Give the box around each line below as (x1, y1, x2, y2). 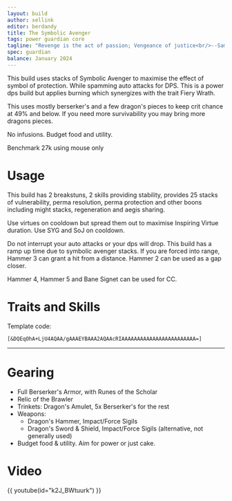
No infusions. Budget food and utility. (7, 130, 113, 138)
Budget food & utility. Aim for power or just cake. (17, 439, 155, 447)
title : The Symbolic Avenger (7, 29, 91, 37)
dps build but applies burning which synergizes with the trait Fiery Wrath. (7, 88, 215, 97)
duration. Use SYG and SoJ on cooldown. (7, 226, 126, 234)
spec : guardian (7, 49, 51, 56)
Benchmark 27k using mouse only (7, 143, 104, 152)
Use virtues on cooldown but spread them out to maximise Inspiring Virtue (7, 218, 219, 227)
